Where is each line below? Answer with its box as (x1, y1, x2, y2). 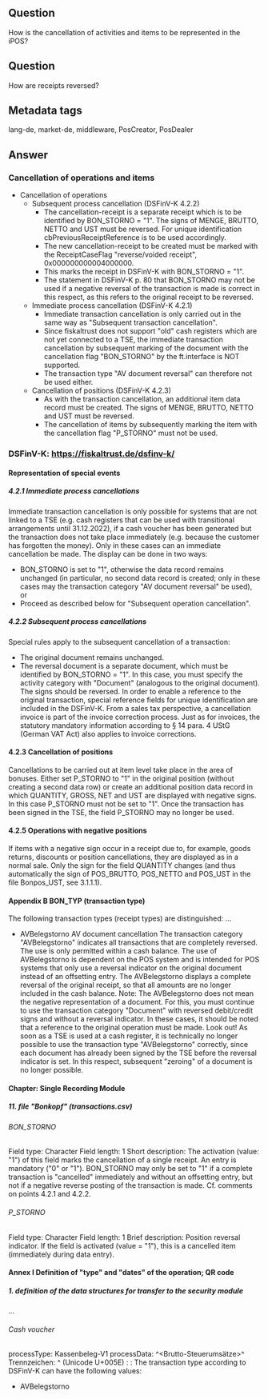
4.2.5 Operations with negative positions (8, 825, 147, 835)
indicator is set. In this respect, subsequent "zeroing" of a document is (19, 1057, 254, 1066)
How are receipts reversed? (8, 80, 100, 90)
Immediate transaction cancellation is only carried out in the (43, 310, 242, 319)
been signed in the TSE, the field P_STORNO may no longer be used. (8, 807, 234, 817)
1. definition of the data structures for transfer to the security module (8, 1285, 244, 1295)
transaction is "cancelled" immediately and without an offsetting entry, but (8, 1172, 254, 1182)
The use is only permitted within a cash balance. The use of (19, 946, 218, 956)
